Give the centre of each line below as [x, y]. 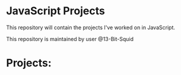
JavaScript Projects [55, 11]
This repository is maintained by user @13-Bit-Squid [70, 39]
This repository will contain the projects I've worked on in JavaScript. [90, 27]
